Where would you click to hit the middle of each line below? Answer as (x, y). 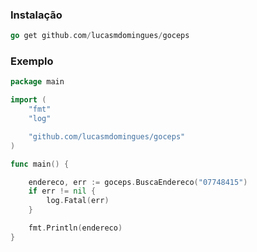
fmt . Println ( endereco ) (75, 228)
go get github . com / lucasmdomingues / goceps (100, 36)
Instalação (36, 15)
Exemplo (32, 61)
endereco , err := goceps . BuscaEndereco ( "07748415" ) (138, 182)
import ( (28, 100)
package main (37, 82)
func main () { (40, 164)
